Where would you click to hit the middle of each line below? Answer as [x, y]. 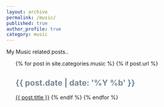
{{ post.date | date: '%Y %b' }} [75, 83]
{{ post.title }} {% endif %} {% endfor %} [67, 97]
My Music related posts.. [37, 52]
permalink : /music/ [31, 18]
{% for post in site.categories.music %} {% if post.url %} [87, 64]
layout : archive [27, 12]
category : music [27, 35]
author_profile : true [34, 29]
